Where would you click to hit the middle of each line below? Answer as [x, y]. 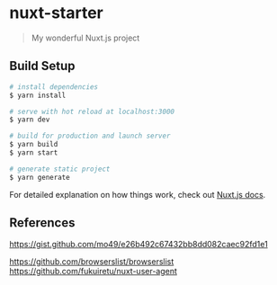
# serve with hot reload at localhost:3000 [92, 111]
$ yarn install [38, 95]
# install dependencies [54, 87]
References [42, 223]
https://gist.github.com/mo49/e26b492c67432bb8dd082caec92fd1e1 [138, 245]
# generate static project [60, 169]
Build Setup [42, 66]
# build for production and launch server [90, 136]
